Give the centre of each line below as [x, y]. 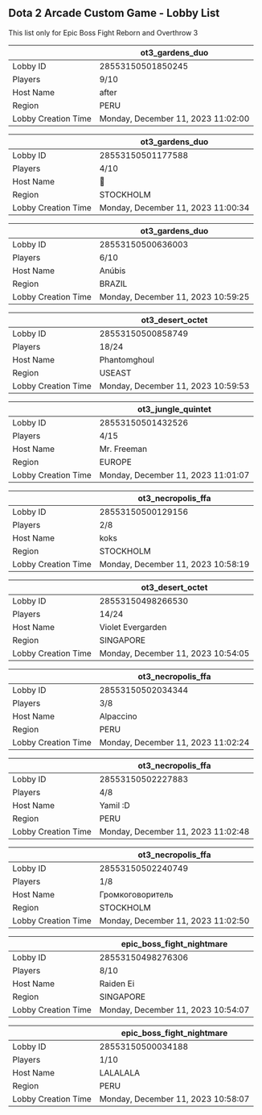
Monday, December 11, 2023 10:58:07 [174, 1099]
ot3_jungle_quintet [174, 408]
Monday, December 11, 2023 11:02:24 [174, 742]
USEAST [115, 372]
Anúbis [113, 271]
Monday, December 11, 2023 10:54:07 [174, 1009]
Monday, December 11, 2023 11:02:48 [174, 831]
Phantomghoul [127, 359]
